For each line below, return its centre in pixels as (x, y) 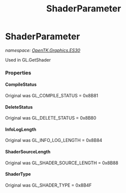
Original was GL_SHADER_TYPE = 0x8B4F (49, 185)
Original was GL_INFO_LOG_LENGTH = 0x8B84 (54, 140)
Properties (18, 72)
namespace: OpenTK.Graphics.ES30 (43, 50)
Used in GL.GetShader (28, 60)
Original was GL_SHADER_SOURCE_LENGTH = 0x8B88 (62, 163)
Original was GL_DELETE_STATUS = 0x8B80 (51, 118)
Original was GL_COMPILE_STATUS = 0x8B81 (52, 96)
